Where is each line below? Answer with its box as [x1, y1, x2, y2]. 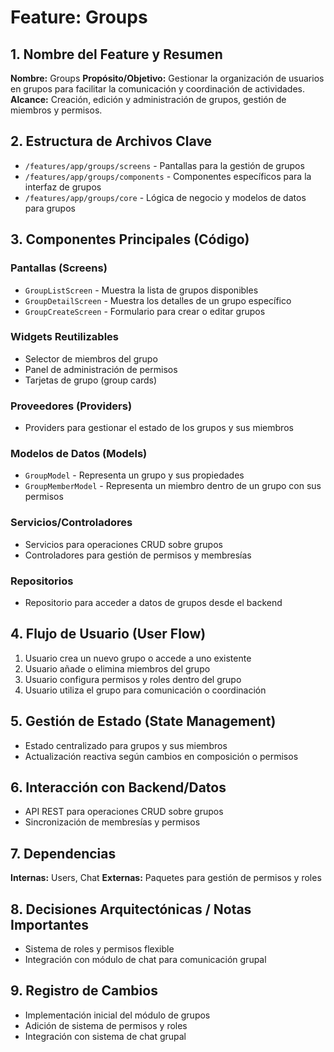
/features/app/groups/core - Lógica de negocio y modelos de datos [24, 191, 307, 203]
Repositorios [10, 574, 74, 588]
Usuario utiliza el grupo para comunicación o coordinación [24, 684, 267, 696]
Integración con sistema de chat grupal [24, 1030, 187, 1042]
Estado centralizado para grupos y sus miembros [24, 739, 228, 751]
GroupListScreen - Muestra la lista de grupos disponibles [24, 284, 259, 296]
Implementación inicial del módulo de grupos [24, 1009, 211, 1021]
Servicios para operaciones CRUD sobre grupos [24, 538, 223, 550]
